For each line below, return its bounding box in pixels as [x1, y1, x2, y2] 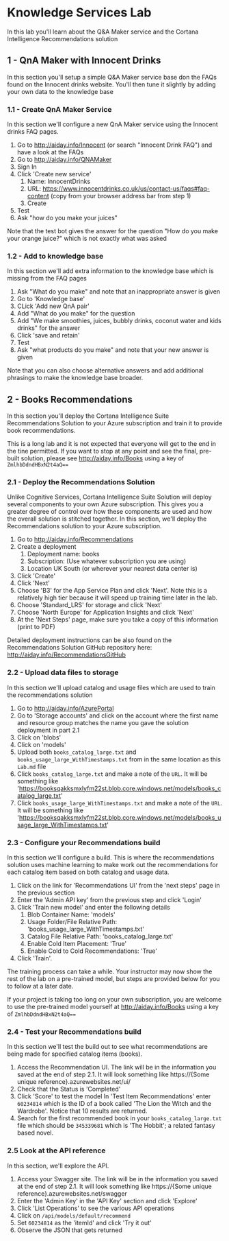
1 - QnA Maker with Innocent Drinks [7, 55, 161, 67]
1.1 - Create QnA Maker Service [7, 104, 112, 114]
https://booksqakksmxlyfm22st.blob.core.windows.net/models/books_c [19, 784, 221, 792]
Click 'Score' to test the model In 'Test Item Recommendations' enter [16, 1092, 211, 1100]
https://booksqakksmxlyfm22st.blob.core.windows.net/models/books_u [19, 813, 221, 821]
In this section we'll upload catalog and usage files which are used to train [7, 683, 215, 692]
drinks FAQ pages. [7, 128, 59, 136]
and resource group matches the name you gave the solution [16, 718, 189, 726]
